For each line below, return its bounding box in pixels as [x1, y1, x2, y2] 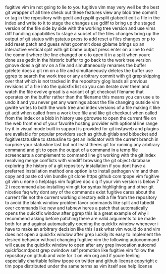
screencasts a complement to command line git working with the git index [5, 152, 156, 158]
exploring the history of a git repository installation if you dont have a [5, 163, 146, 169]
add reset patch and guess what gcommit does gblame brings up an [5, 41, 145, 47]
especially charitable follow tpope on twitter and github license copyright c [5, 258, 158, 264]
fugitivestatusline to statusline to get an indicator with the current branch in [5, 136, 159, 142]
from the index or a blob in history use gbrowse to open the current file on [5, 115, 157, 121]
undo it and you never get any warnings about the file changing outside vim [5, 99, 160, 105]
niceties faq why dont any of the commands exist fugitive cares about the [5, 189, 155, 195]
